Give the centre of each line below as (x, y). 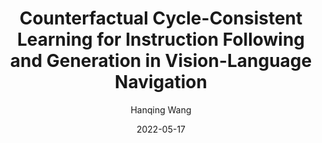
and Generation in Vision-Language (161, 61)
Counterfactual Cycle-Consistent (161, 18)
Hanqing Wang (161, 109)
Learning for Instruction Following (161, 39)
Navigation (161, 82)
